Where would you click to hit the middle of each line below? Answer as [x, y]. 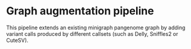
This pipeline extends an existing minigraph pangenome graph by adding [96, 27]
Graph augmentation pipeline [80, 11]
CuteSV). [17, 40]
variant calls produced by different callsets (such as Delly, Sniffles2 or [92, 33]
